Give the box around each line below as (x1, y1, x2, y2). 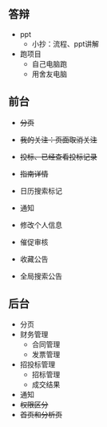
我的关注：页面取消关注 (19, 135, 97, 144)
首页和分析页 (19, 410, 62, 420)
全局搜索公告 (19, 271, 62, 281)
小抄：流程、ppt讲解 (31, 39, 100, 48)
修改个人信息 (19, 220, 62, 230)
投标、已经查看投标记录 (19, 152, 97, 161)
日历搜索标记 (19, 185, 62, 195)
